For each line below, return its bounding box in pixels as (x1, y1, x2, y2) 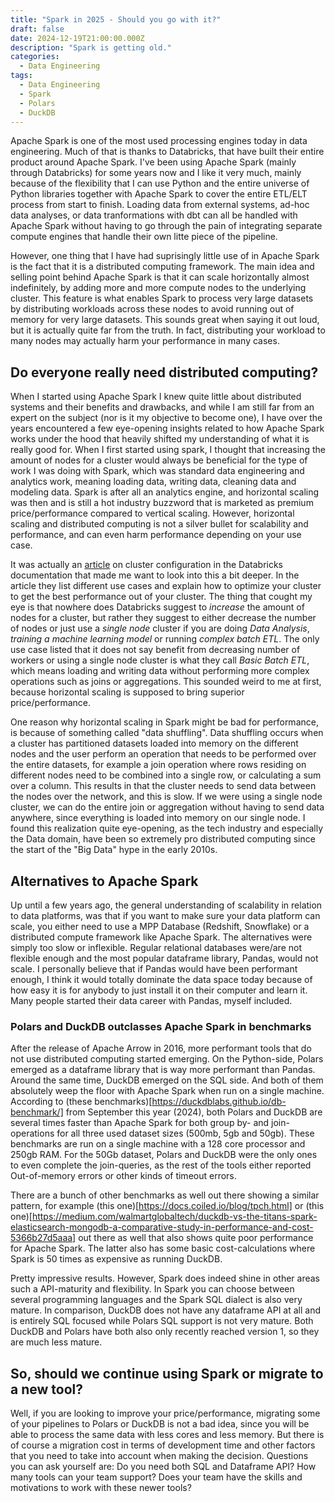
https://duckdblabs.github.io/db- (151, 1096, 287, 1108)
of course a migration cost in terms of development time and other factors (10, 1439, 316, 1451)
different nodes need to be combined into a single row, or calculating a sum (10, 769, 322, 781)
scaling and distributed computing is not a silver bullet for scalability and (10, 518, 309, 530)
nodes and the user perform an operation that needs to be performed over (10, 748, 317, 760)
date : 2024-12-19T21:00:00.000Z (10, 33, 145, 43)
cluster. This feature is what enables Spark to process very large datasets (10, 292, 314, 305)
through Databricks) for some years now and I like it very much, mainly (10, 167, 302, 179)
